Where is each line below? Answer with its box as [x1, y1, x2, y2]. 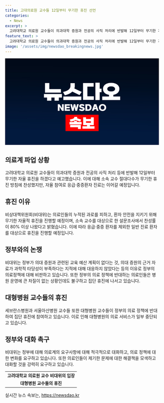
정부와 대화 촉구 [5, 335, 50, 343]
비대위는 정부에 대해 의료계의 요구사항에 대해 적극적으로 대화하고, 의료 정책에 [5, 349, 151, 355]
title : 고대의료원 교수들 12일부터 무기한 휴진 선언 [5, 8, 96, 13]
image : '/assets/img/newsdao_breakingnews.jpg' [5, 44, 104, 49]
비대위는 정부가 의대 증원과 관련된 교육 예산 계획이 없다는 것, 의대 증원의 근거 [5, 259, 151, 265]
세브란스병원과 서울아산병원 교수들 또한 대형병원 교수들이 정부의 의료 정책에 [5, 307, 149, 313]
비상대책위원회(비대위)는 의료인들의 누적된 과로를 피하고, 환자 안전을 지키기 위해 [5, 211, 157, 217]
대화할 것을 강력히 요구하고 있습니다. [5, 361, 74, 367]
